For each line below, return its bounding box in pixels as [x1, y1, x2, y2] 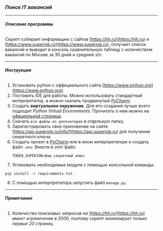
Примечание [5, 195, 33, 201]
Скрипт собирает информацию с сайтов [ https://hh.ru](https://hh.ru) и [5, 36, 149, 42]
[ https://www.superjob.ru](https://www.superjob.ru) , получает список [5, 41, 147, 47]
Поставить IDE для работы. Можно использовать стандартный [12, 92, 143, 98]
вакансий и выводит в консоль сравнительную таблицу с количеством [5, 46, 153, 52]
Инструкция [5, 67, 32, 73]
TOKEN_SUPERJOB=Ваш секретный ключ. [12, 153, 86, 158]
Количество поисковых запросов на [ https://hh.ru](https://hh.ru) [12, 210, 145, 216]
